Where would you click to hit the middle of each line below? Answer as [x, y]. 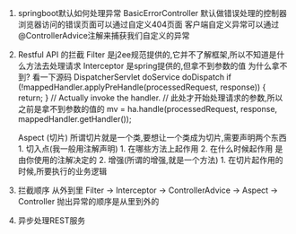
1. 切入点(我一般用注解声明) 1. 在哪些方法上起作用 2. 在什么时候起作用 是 [150, 149]
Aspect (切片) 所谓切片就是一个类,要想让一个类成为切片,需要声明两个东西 [152, 138]
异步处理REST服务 [52, 221]
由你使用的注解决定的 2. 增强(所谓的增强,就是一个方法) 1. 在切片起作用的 [151, 160]
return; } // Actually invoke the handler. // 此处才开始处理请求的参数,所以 [150, 98]
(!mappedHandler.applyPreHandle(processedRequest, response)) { [142, 87]
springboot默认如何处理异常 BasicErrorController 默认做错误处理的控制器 [152, 13]
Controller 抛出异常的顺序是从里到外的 [88, 201]
